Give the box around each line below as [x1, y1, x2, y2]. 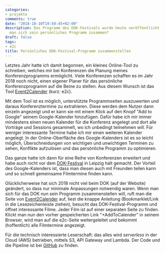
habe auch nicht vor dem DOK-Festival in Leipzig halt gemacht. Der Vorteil [5, 160, 156, 166]
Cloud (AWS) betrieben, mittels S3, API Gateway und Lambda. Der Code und [5, 237, 160, 243]
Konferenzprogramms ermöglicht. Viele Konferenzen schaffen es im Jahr [5, 73, 154, 79]
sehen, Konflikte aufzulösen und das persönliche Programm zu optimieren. [5, 145, 157, 151]
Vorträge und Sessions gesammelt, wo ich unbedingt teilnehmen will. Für [5, 124, 153, 130]
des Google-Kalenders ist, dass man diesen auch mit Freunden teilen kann [5, 165, 156, 171]
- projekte [5, 12, 28, 17]
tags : [5, 40, 16, 44]
